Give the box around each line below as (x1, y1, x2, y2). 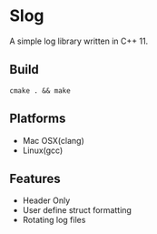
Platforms (9, 111, 66, 127)
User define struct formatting (22, 205, 132, 216)
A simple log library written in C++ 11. (9, 36, 149, 46)
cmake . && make (9, 86, 71, 96)
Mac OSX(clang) (22, 135, 84, 146)
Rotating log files (22, 215, 86, 226)
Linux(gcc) (22, 145, 64, 156)
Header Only (22, 195, 71, 206)
